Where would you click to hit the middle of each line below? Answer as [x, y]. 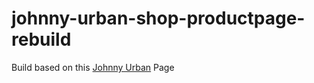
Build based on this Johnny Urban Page [93, 67]
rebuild [41, 39]
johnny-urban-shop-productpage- [158, 18]
